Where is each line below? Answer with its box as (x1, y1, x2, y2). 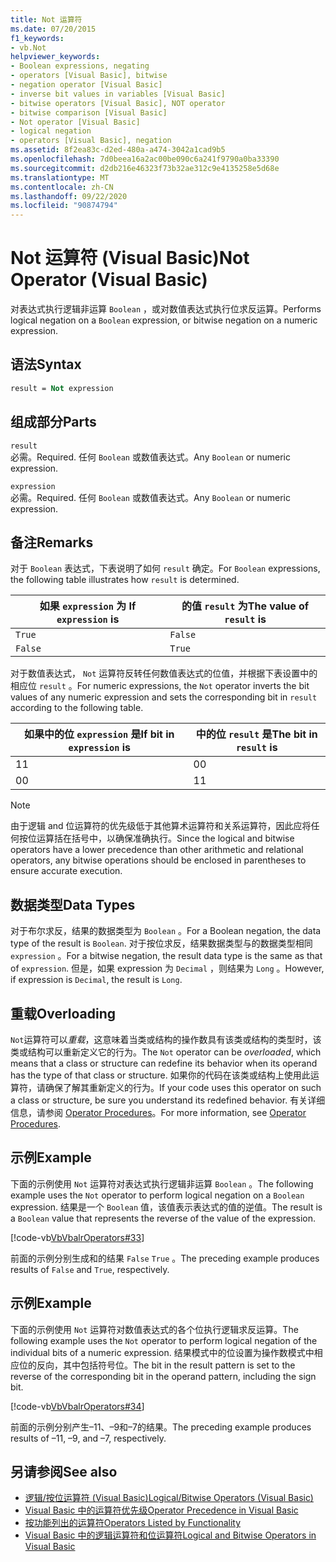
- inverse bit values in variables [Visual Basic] (10, 89, 226, 99)
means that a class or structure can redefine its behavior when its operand (10, 1057, 318, 1069)
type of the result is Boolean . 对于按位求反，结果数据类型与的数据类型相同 (10, 937, 313, 950)
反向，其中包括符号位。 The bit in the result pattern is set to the (36, 1359, 296, 1371)
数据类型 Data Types (10, 896, 136, 913)
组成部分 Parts (10, 414, 97, 431)
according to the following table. (10, 702, 144, 714)
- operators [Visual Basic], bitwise (10, 71, 168, 81)
